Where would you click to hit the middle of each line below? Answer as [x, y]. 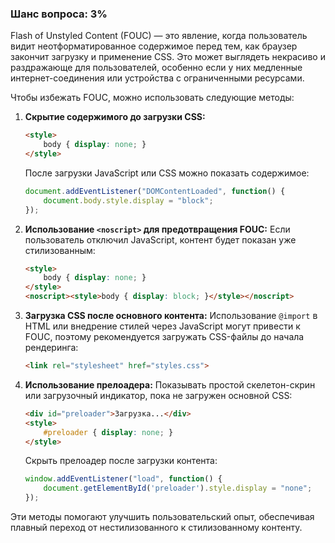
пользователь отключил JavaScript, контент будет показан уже [160, 239]
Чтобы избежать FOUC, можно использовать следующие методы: [152, 98]
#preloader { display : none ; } [108, 432]
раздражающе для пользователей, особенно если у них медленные [156, 68]
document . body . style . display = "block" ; [128, 200]
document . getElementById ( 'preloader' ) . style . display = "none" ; [178, 488]
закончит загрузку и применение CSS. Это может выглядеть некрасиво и [168, 57]
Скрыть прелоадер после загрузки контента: [121, 461]
